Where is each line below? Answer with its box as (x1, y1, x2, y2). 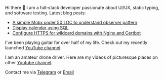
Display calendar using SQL (12, 25, 69, 31)
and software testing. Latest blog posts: (5, 10, 86, 16)
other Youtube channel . (5, 60, 53, 65)
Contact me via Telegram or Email (5, 69, 74, 75)
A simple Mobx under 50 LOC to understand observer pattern (12, 20, 137, 25)
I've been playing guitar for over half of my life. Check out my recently (5, 40, 148, 45)
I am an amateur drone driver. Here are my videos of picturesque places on (5, 54, 158, 60)
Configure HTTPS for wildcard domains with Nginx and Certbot (12, 30, 141, 36)
